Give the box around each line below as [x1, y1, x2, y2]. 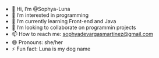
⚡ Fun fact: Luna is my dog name [11, 45, 91, 52]
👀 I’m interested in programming [11, 12, 89, 19]
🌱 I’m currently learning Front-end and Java [11, 18, 116, 24]
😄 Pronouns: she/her [11, 39, 63, 46]
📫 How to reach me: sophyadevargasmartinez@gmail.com [11, 31, 153, 37]
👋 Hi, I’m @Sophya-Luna [11, 6, 70, 12]
